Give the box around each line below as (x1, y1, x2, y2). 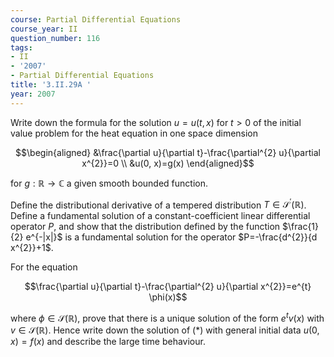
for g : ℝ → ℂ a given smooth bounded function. (10, 177, 208, 189)
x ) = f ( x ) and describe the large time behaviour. (10, 335, 206, 347)
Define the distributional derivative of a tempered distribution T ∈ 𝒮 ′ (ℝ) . (10, 197, 307, 211)
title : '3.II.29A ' (10, 80, 92, 90)
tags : (10, 42, 33, 53)
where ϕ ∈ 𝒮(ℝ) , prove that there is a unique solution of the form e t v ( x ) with (10, 311, 325, 324)
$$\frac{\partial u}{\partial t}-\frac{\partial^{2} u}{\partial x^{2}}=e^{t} (24, 281, 312, 293)
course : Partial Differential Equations (10, 14, 182, 25)
